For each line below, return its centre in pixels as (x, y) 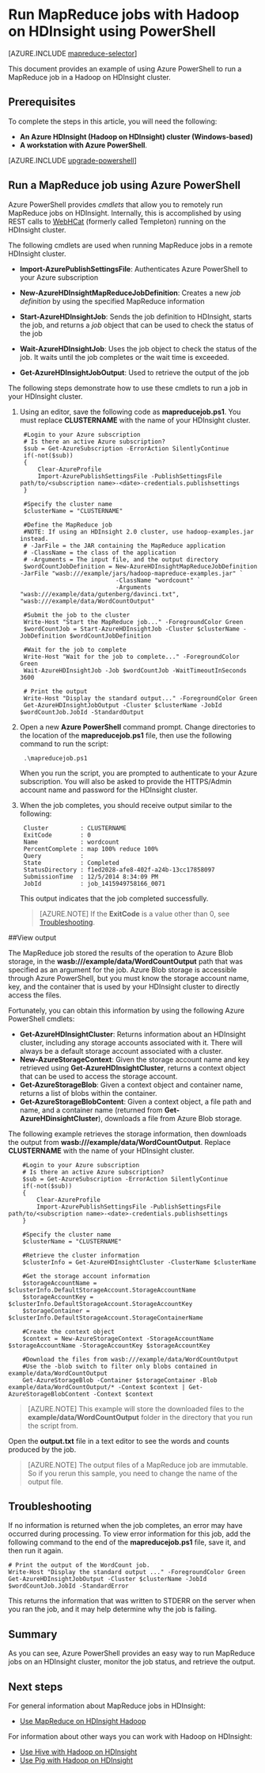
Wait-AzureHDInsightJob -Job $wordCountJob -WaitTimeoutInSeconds (135, 670)
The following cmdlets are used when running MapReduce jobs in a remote (131, 245)
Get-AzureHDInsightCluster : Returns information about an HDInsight (133, 1034)
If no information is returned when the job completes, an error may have (125, 1526)
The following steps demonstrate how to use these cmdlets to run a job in (128, 388)
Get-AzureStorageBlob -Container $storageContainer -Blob (120, 1380)
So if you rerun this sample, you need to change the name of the (132, 1473)
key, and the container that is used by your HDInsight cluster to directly (124, 986)
